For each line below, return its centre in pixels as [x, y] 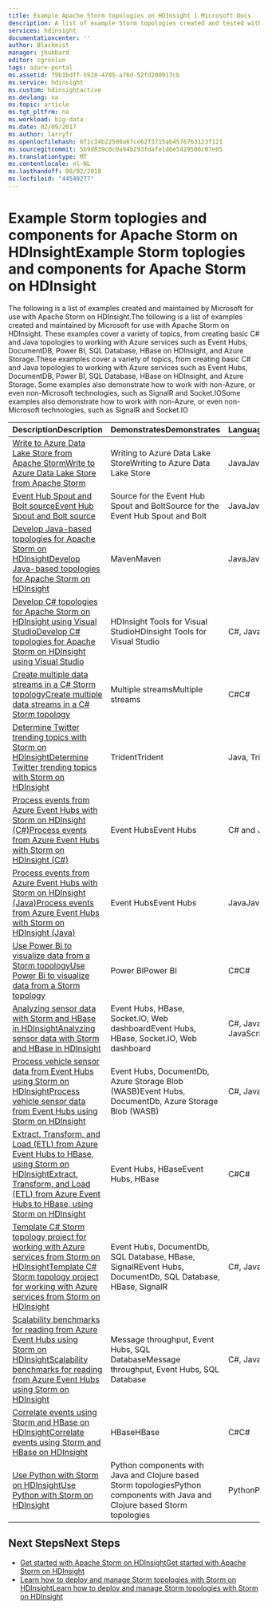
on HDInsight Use [44, 1485]
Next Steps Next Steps [64, 1543]
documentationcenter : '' [49, 38]
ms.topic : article [39, 105]
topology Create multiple [57, 694]
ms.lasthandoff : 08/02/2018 [55, 172]
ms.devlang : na [33, 97]
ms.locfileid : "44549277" [51, 179]
